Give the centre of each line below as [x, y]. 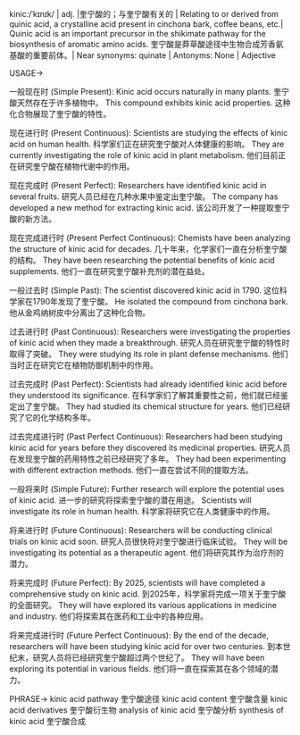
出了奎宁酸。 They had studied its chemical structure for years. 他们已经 [150, 406]
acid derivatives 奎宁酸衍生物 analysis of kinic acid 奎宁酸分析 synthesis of [146, 710]
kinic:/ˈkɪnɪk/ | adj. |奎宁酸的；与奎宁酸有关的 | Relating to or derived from [144, 14]
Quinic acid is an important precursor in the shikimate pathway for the [137, 33]
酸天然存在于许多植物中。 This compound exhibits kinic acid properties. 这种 [150, 103]
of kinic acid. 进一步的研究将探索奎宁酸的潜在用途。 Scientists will [130, 500]
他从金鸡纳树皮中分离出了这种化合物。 [79, 313]
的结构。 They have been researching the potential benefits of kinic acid [142, 260]
